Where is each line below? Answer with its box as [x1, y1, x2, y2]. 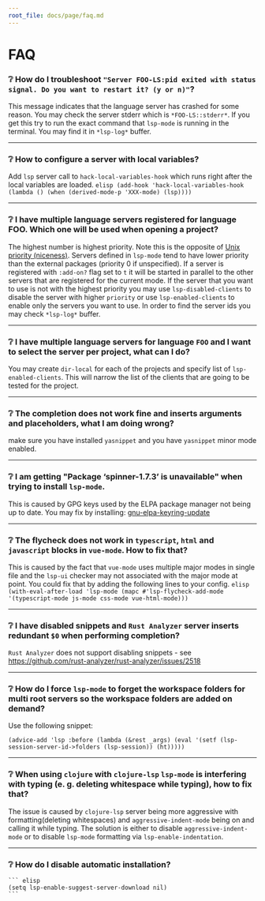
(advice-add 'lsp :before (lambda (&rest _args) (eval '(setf [8, 736, 217, 745]
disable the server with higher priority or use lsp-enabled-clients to [8, 292, 235, 302]
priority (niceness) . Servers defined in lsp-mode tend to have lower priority [8, 250, 249, 260]
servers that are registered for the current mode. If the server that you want [8, 276, 254, 285]
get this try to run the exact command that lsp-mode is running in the [8, 118, 230, 128]
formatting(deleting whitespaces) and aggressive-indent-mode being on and [8, 815, 255, 824]
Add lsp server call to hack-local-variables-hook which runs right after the [8, 171, 252, 182]
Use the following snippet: [8, 721, 93, 730]
